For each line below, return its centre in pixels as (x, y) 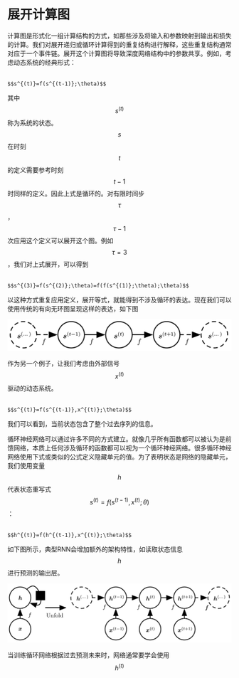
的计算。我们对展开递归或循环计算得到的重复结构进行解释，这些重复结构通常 (119, 44)
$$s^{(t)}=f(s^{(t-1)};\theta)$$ (57, 84)
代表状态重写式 (29, 489)
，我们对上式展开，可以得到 (48, 264)
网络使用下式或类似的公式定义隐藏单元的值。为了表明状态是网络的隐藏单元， (119, 457)
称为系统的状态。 (32, 122)
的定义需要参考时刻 (36, 170)
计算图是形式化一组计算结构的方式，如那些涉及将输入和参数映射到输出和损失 (119, 36)
